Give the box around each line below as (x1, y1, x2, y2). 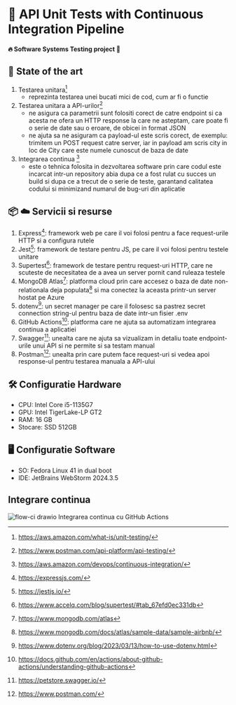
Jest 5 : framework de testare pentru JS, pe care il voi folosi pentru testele (18, 244, 229, 253)
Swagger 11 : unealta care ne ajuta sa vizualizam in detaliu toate (18, 332, 198, 342)
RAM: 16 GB (18, 416, 53, 424)
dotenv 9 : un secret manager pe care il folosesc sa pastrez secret (18, 301, 206, 310)
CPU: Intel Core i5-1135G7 (18, 401, 93, 409)
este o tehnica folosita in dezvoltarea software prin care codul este (28, 162, 221, 170)
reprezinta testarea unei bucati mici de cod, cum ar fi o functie (28, 93, 209, 101)
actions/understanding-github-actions (18, 662, 129, 671)
